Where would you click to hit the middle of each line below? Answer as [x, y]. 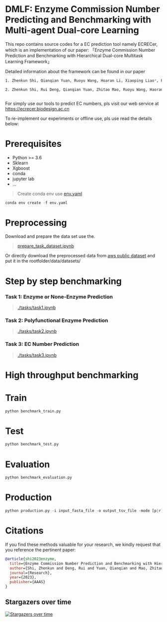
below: [12, 123]
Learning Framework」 [29, 61]
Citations [24, 531]
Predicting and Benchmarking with [78, 20]
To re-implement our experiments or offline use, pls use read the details [79, 118]
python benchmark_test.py [32, 444]
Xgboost [21, 168]
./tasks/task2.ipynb [37, 331]
